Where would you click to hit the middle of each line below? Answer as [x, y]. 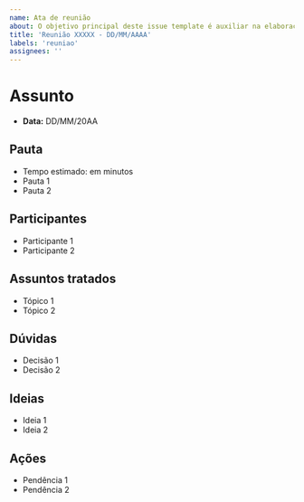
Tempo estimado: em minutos [78, 171]
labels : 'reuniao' [44, 43]
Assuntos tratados [63, 279]
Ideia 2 [35, 430]
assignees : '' [36, 52]
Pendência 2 [46, 489]
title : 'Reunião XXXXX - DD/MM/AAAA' [81, 34]
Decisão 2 [41, 370]
